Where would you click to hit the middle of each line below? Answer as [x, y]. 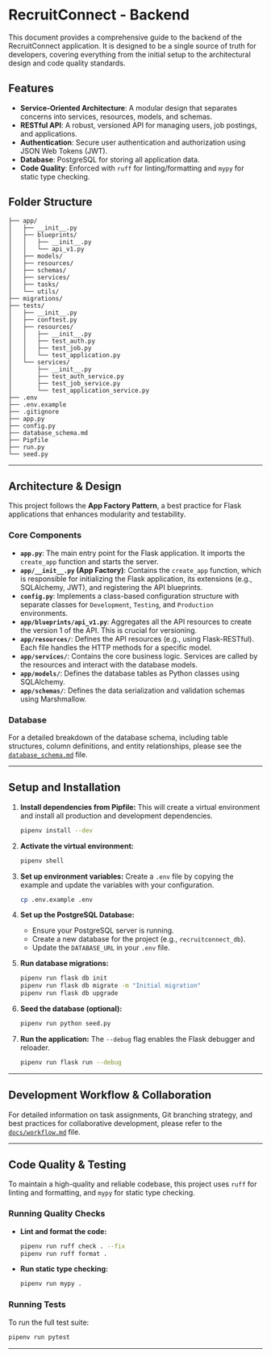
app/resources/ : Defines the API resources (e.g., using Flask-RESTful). [137, 638]
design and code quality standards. [67, 63]
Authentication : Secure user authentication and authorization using [133, 142]
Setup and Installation [65, 788]
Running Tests [37, 1304]
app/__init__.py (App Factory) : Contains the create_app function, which [141, 570]
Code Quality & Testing [67, 1164]
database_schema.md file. [48, 754]
